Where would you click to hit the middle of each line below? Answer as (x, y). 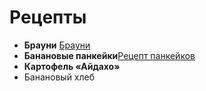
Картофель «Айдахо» (72, 66)
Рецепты (48, 17)
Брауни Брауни (57, 45)
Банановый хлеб (59, 77)
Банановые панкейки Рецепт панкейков (109, 55)
